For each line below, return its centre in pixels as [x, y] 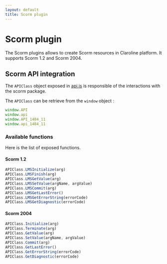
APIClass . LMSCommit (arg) [31, 188]
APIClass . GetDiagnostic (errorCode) [42, 257]
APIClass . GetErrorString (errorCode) [43, 252]
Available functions [29, 137]
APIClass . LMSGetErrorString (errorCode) [47, 198]
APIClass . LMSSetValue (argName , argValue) [49, 183]
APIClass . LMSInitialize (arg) [35, 170]
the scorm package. [26, 91]
